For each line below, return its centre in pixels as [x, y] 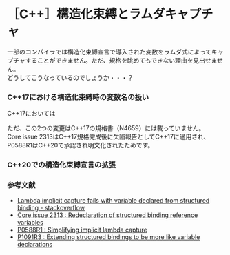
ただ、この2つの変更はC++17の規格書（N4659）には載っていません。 [106, 128]
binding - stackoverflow [51, 208]
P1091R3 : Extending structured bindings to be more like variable [108, 237]
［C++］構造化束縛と [68, 14]
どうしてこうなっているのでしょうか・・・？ [70, 77]
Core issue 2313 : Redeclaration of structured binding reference [107, 215]
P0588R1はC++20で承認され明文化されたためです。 [81, 145]
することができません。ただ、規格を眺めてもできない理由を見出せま [121, 60]
